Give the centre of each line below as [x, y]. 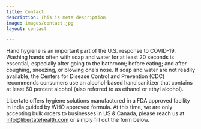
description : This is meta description [56, 17]
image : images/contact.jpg [40, 23]
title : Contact [25, 12]
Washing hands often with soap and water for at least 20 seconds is [90, 57]
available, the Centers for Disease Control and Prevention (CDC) [85, 76]
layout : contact [26, 28]
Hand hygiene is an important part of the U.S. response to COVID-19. [91, 51]
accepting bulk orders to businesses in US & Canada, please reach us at [95, 113]
